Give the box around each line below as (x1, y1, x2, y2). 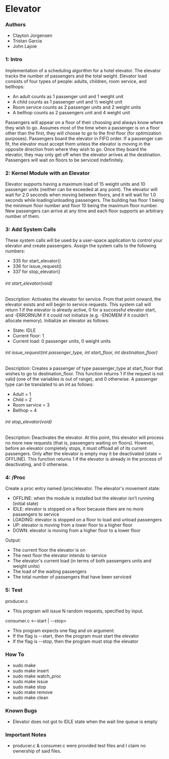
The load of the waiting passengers (12, 568, 87, 574)
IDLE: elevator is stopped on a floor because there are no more (12, 506, 144, 512)
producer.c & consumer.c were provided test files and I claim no (12, 743, 146, 749)
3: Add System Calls (5, 226, 56, 233)
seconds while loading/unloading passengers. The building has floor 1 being (5, 197, 164, 203)
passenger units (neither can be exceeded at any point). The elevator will (5, 187, 158, 193)
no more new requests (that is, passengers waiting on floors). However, (5, 439, 154, 445)
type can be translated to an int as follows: (5, 381, 94, 387)
